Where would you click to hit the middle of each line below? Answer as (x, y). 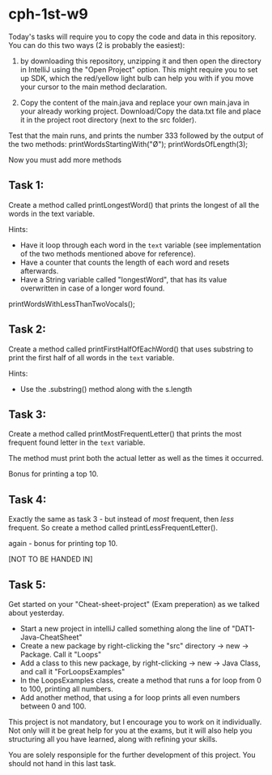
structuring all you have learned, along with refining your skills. (113, 739)
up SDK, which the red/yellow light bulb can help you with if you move (137, 78)
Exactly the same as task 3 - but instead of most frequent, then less (121, 519)
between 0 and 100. (53, 706)
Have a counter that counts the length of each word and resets (125, 262)
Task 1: (26, 185)
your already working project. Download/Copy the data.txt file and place (140, 111)
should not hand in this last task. (62, 763)
